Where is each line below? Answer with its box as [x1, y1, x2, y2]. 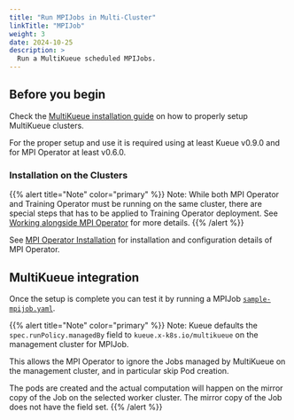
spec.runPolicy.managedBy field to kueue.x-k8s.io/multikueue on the [9, 329, 259, 340]
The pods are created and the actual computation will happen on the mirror [9, 383, 283, 393]
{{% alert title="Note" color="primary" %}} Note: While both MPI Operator [9, 189, 280, 200]
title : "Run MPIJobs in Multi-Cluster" [9, 12, 157, 22]
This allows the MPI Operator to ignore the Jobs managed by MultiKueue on [9, 356, 286, 367]
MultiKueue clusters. [9, 120, 84, 131]
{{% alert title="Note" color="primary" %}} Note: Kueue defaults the [9, 320, 259, 330]
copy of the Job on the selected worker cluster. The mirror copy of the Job [9, 392, 282, 402]
